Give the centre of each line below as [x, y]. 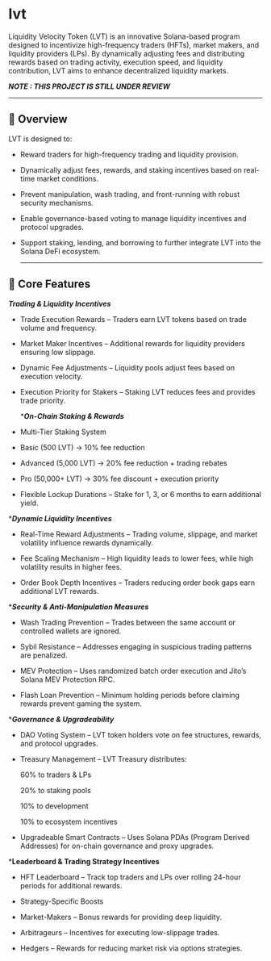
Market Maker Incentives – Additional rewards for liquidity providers [133, 343]
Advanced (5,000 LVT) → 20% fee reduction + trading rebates [123, 463]
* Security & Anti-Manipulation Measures [79, 607]
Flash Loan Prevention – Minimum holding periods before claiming [130, 695]
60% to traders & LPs [56, 775]
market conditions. [68, 178]
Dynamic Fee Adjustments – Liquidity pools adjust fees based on [127, 367]
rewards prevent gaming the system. [81, 704]
